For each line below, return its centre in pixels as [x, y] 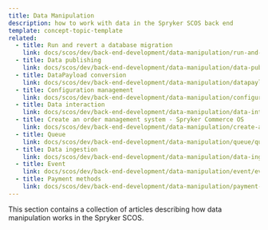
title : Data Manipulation [51, 16]
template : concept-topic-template [66, 30]
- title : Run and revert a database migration [94, 46]
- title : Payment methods [59, 179]
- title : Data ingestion [57, 149]
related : [23, 38]
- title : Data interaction [60, 105]
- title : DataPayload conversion [71, 75]
